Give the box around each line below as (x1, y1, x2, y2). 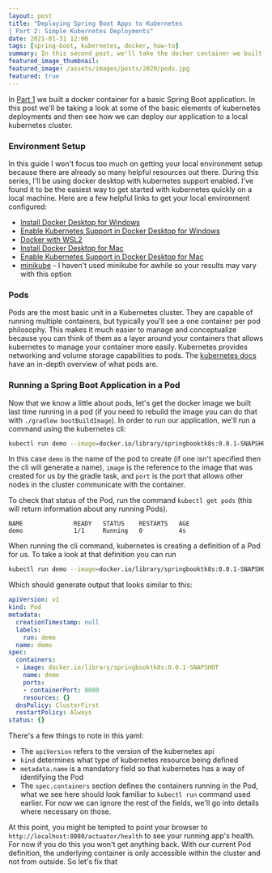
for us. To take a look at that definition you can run (8, 550, 176, 560)
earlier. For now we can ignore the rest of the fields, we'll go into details (19, 798, 259, 808)
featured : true (8, 72, 60, 80)
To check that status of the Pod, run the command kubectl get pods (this (8, 496, 253, 505)
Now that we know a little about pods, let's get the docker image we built (8, 398, 252, 407)
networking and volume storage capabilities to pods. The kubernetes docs (8, 351, 257, 360)
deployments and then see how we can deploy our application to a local (8, 111, 249, 121)
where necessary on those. (19, 807, 112, 816)
